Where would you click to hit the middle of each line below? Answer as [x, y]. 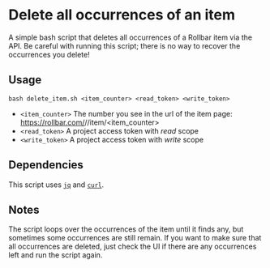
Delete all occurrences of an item [122, 15]
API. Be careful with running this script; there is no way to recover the [124, 45]
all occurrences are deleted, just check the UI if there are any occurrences [133, 247]
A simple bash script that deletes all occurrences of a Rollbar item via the [131, 37]
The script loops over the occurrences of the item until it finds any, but [126, 229]
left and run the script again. [56, 255]
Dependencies [46, 165]
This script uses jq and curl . [56, 185]
